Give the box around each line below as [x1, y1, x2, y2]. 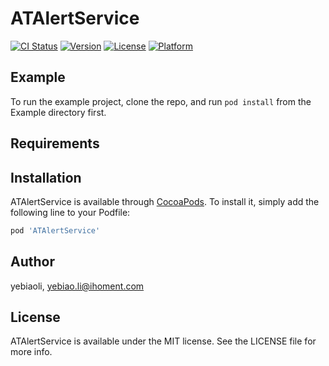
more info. [10, 346, 53, 358]
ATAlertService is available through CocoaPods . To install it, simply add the [10, 195, 320, 207]
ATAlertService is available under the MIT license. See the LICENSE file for [10, 335, 317, 347]
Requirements [10, 135, 100, 152]
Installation [10, 169, 82, 186]
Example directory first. [10, 106, 107, 118]
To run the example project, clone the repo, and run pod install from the [10, 95, 312, 107]
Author [10, 253, 55, 271]
